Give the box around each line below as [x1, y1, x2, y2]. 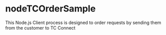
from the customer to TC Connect [5, 24, 76, 30]
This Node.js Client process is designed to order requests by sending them [5, 19, 161, 25]
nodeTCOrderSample [5, 3, 96, 14]
